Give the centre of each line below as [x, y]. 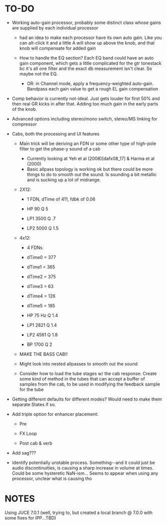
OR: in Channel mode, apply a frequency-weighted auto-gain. [90, 83]
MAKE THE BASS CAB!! [43, 354]
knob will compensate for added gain [57, 48]
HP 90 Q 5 [37, 208]
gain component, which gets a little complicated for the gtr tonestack [90, 63]
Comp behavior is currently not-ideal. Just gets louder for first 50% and [86, 98]
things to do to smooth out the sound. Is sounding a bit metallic [92, 174]
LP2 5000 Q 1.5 [42, 228]
